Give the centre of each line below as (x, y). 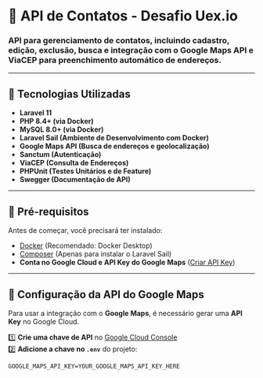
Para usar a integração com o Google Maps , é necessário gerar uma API (125, 313)
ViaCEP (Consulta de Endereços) (74, 163)
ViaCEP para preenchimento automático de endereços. (115, 60)
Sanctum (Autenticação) (60, 154)
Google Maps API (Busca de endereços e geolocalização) (114, 146)
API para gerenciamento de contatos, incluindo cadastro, (119, 41)
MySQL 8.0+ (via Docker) (61, 129)
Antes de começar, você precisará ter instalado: (85, 231)
